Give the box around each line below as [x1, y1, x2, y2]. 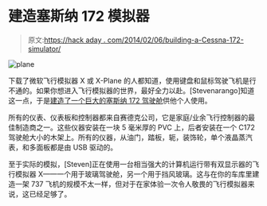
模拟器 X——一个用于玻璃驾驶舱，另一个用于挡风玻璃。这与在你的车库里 [14, 169, 253, 179]
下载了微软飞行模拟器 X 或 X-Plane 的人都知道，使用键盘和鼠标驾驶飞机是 [8, 76, 249, 85]
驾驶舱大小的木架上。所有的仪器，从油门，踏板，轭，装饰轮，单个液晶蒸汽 [8, 132, 253, 142]
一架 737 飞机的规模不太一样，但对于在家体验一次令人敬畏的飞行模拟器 [14, 179, 249, 189]
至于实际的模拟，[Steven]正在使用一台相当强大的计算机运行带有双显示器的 [8, 159, 253, 169]
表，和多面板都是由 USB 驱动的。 [8, 142, 118, 152]
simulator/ [27, 44, 61, 53]
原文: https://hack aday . [27, 35, 106, 45]
